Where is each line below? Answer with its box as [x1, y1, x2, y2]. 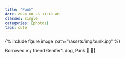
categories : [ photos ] [5, 20, 49, 26]
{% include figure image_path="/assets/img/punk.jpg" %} [5, 38, 121, 44]
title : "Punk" [5, 7, 34, 12]
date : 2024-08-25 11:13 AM [5, 12, 60, 16]
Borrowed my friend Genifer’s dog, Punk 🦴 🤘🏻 [5, 48, 96, 54]
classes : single [5, 16, 38, 21]
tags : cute [5, 25, 27, 30]
